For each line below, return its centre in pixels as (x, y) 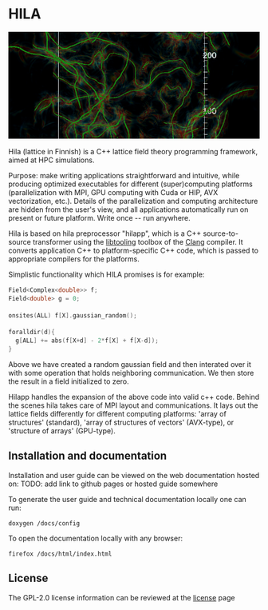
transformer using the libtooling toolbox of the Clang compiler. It (138, 242)
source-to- (221, 233)
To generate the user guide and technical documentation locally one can (128, 499)
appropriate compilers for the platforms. (74, 259)
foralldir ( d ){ (32, 333)
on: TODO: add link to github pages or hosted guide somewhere (113, 484)
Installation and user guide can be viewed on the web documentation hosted (134, 475)
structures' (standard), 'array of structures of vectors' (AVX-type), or (121, 423)
